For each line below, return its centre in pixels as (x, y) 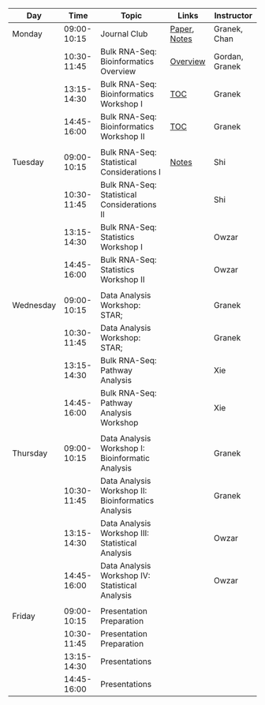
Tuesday (28, 162)
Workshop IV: (125, 576)
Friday (24, 616)
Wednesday (34, 305)
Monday (28, 34)
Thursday (30, 453)
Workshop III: (125, 533)
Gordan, (228, 56)
